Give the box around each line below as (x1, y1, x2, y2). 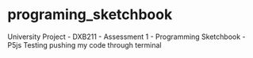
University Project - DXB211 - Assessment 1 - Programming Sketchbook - (7, 32, 247, 41)
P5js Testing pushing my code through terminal (7, 40, 162, 49)
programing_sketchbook (7, 6, 173, 24)
